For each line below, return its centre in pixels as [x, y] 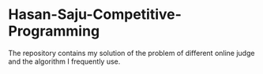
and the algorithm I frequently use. [64, 61]
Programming [54, 31]
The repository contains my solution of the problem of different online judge [131, 53]
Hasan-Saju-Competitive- [95, 15]
